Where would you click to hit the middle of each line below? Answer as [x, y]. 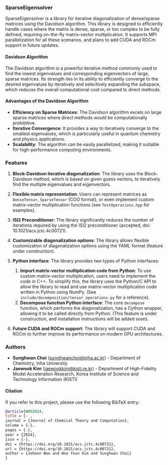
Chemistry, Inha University [40, 363]
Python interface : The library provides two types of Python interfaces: [86, 261]
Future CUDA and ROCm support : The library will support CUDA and [84, 328]
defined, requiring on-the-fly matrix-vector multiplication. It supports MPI [81, 35]
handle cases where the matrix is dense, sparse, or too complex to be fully [82, 29]
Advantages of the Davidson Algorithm [47, 101]
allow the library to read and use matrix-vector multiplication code [88, 287]
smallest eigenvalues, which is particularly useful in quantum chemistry [87, 134]
